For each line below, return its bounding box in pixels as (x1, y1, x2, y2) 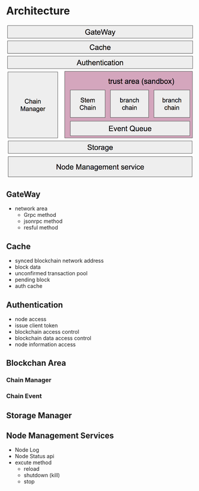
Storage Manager (6, 410, 72, 421)
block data (14, 263, 41, 271)
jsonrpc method (23, 217, 63, 225)
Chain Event (6, 392, 42, 400)
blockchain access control (14, 328, 80, 335)
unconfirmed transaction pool (14, 270, 88, 277)
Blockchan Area (6, 358, 67, 368)
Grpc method (23, 212, 56, 219)
